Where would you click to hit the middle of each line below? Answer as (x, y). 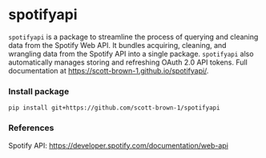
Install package (39, 91)
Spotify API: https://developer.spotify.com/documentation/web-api (118, 145)
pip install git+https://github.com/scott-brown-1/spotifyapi (114, 108)
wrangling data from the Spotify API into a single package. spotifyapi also (131, 53)
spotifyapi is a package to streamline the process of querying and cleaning (133, 37)
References (31, 128)
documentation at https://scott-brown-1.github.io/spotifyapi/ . (109, 70)
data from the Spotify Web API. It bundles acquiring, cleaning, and (117, 45)
